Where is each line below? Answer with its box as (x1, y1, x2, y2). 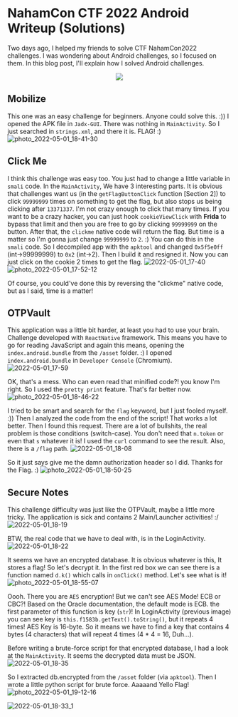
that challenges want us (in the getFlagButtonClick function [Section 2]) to (7, 189, 226, 197)
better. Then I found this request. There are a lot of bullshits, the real (7, 422, 207, 430)
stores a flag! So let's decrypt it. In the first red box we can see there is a (7, 563, 220, 572)
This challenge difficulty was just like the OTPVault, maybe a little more (7, 505, 215, 514)
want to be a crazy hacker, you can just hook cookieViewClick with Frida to (7, 212, 227, 220)
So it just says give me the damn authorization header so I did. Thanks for (7, 458, 223, 467)
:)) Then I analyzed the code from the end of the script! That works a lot (7, 414, 217, 423)
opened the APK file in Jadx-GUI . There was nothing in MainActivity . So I (7, 119, 220, 128)
